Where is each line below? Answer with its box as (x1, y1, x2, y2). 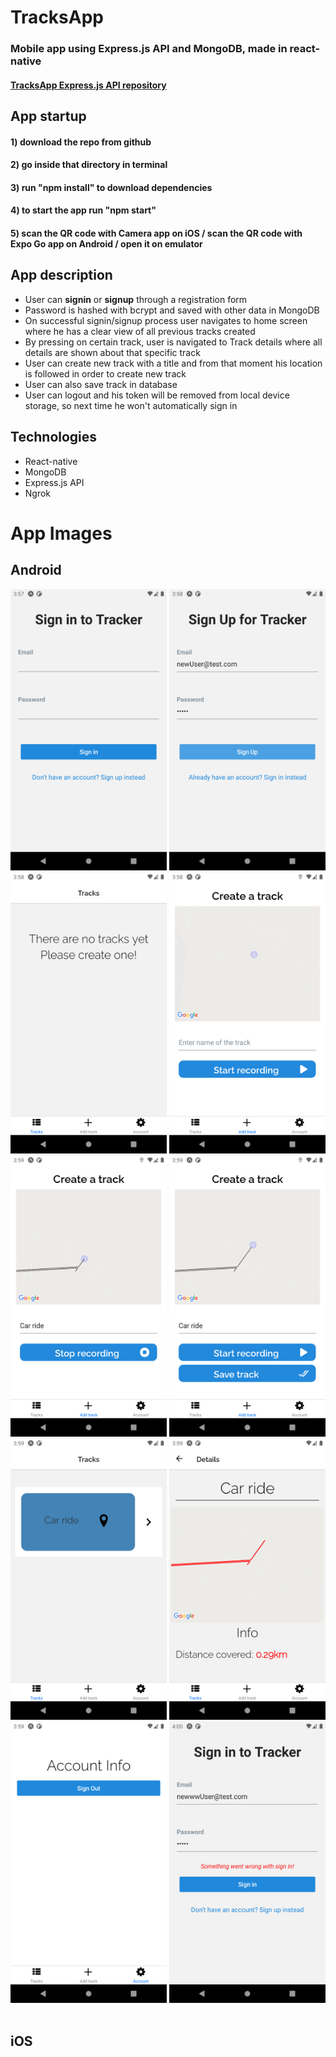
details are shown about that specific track (24, 346, 201, 358)
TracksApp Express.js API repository (10, 79, 167, 91)
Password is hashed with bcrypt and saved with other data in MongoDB (24, 304, 320, 316)
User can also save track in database (24, 378, 178, 390)
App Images (10, 522, 113, 545)
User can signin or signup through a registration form (24, 293, 248, 305)
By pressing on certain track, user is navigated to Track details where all (24, 336, 323, 348)
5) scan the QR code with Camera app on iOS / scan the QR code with (10, 227, 303, 240)
